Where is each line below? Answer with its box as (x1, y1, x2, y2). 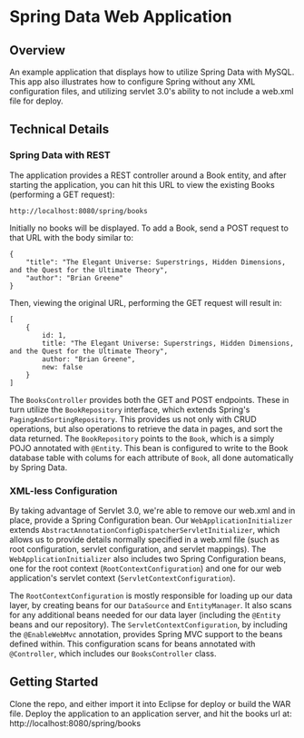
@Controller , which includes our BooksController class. (9, 647, 217, 659)
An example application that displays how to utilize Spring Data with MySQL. (9, 66, 295, 77)
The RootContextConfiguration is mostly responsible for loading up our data (9, 590, 293, 601)
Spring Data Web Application (9, 6, 233, 27)
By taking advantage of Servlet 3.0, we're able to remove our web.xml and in (9, 505, 296, 516)
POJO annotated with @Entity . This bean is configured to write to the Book (9, 442, 289, 453)
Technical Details (9, 122, 110, 137)
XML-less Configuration (9, 484, 118, 497)
